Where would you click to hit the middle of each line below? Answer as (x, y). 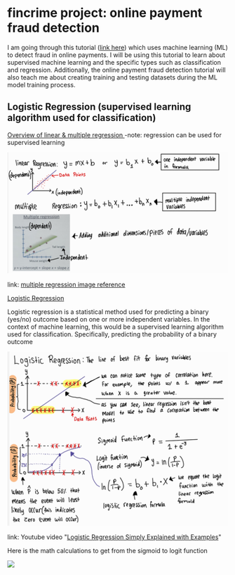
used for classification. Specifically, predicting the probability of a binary (112, 334)
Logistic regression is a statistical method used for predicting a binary (108, 312)
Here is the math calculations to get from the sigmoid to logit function (108, 551)
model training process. (41, 84)
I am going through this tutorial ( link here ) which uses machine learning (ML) (117, 47)
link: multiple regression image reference (66, 285)
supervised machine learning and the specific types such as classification (114, 62)
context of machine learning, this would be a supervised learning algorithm (116, 327)
